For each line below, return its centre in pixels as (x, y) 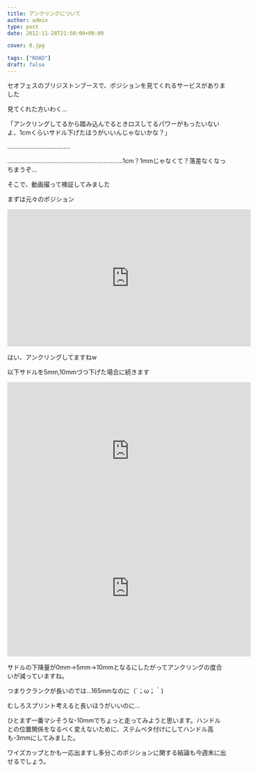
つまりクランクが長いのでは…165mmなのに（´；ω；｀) (85, 690)
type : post (23, 26)
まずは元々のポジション (41, 199)
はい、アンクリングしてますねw (52, 357)
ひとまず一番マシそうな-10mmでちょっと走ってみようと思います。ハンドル (114, 720)
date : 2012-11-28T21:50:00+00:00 (56, 33)
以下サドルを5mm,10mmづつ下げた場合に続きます (78, 372)
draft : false (26, 65)
